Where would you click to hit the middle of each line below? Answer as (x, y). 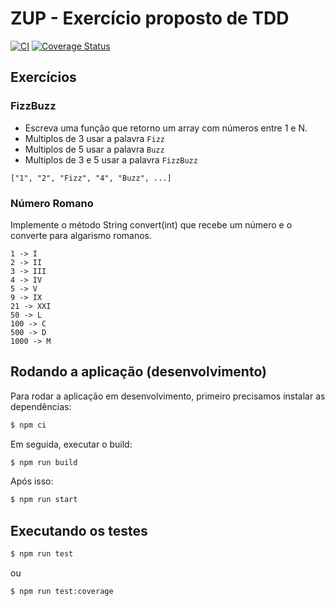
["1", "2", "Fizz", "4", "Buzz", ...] (91, 178)
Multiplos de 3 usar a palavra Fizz (94, 138)
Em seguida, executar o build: (71, 444)
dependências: (41, 406)
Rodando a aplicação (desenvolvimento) (138, 372)
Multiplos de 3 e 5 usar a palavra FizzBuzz (111, 159)
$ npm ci (28, 425)
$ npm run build (44, 462)
